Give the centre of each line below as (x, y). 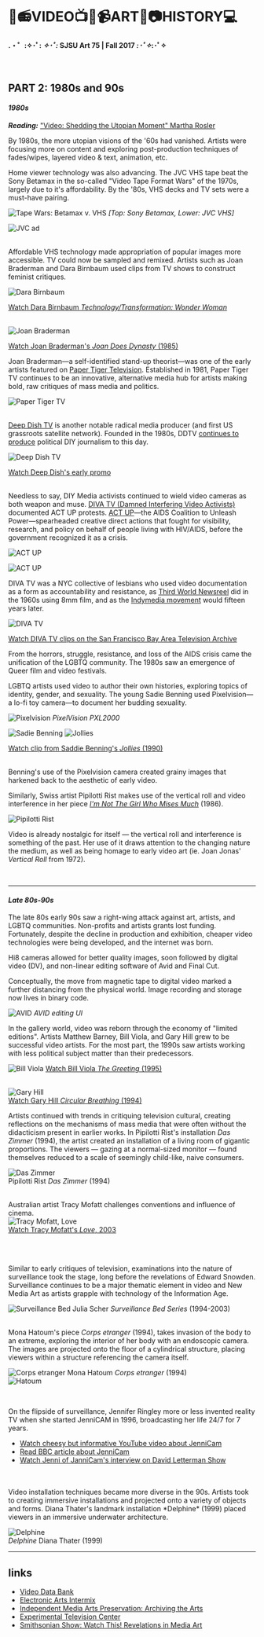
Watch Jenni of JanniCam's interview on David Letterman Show (123, 1460)
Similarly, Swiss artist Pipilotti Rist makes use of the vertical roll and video (127, 795)
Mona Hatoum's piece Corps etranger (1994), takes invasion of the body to (130, 1332)
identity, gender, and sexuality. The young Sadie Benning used (109, 694)
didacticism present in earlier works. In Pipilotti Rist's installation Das (119, 1132)
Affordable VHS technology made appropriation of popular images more (125, 251)
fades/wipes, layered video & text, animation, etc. (88, 157)
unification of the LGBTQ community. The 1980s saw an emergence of (122, 662)
